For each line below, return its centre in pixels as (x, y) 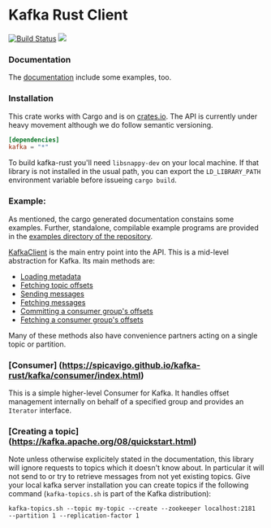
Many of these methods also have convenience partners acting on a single (133, 335)
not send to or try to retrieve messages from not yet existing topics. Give (129, 477)
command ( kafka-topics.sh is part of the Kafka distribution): (110, 494)
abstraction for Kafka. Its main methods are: (82, 260)
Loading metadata (50, 276)
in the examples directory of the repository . (80, 236)
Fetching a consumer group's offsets (82, 320)
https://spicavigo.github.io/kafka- (131, 365)
